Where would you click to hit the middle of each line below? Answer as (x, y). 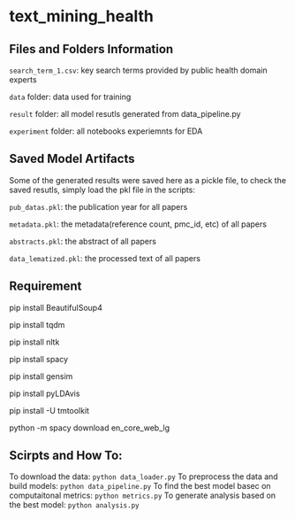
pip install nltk (34, 342)
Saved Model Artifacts (72, 159)
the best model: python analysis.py (74, 505)
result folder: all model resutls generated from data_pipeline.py (125, 114)
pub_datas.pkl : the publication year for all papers (98, 206)
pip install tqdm (37, 324)
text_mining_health (82, 16)
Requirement (45, 287)
